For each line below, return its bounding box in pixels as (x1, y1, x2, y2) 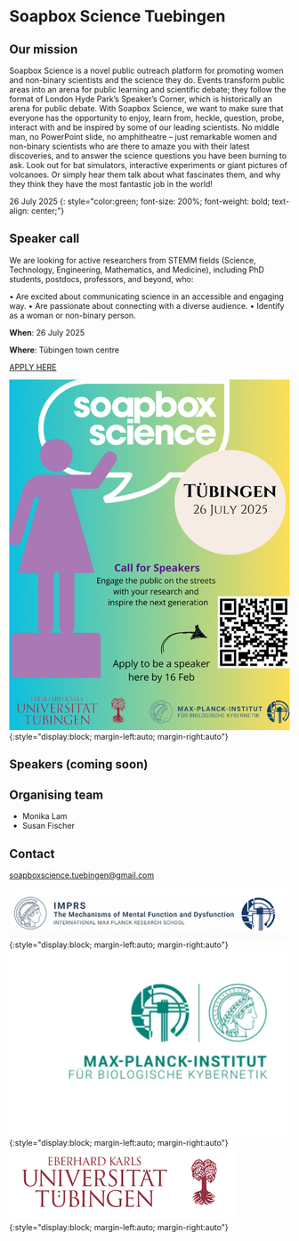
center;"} (30, 206, 65, 215)
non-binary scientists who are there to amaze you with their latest (9, 141, 251, 151)
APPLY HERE (9, 361, 57, 372)
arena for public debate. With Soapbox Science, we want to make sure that (9, 103, 284, 113)
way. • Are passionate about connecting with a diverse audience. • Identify (9, 300, 285, 311)
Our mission (9, 42, 78, 57)
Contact (9, 846, 55, 861)
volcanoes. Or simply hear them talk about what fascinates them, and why (9, 169, 281, 180)
